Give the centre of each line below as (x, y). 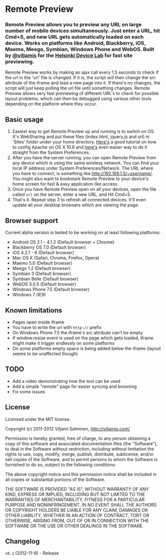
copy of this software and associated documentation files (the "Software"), (82, 443)
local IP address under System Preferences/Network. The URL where (83, 168)
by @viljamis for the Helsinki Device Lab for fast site (69, 55)
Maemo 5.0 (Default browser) (42, 263)
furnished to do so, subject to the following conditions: (61, 465)
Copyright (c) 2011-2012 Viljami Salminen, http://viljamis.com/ (67, 428)
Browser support (32, 220)
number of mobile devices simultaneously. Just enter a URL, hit (83, 31)
